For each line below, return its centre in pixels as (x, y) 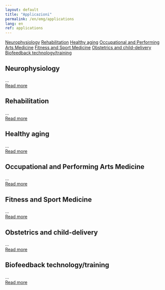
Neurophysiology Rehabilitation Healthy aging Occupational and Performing (82, 42)
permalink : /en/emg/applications (40, 19)
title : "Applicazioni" (28, 14)
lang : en (14, 24)
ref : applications (24, 28)
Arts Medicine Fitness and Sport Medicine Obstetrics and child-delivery (78, 48)
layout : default (22, 10)
